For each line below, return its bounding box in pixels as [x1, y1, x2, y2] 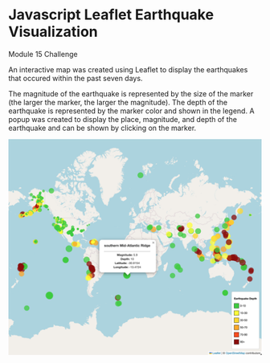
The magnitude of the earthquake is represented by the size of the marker [8, 88, 254, 98]
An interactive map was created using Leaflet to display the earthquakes [8, 64, 248, 74]
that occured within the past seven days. [8, 73, 143, 83]
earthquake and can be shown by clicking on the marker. [8, 123, 197, 133]
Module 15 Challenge [8, 49, 78, 59]
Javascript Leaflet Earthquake [8, 6, 215, 24]
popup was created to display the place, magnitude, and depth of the [8, 114, 237, 124]
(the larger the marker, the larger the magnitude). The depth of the [8, 97, 227, 107]
